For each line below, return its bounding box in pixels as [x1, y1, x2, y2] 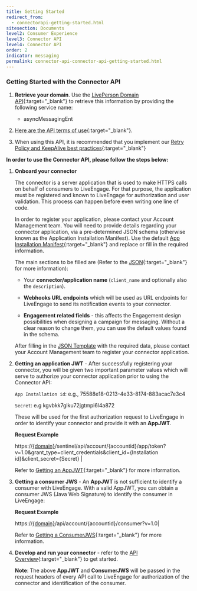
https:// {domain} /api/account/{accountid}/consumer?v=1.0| [14, 519, 160, 527]
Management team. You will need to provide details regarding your [14, 221, 177, 229]
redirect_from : [6, 14, 44, 20]
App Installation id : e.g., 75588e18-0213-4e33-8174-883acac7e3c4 [14, 390, 186, 397]
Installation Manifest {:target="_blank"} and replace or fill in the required [14, 240, 189, 248]
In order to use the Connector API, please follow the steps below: [6, 156, 169, 163]
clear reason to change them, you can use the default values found [23, 324, 187, 332]
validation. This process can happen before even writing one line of [14, 198, 179, 205]
